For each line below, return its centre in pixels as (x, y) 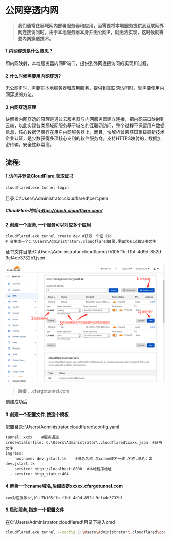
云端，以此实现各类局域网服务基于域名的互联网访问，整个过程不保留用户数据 (85, 125)
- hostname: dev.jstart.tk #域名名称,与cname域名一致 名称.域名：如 (81, 458)
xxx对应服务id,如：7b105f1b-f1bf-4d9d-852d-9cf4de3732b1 (64, 498)
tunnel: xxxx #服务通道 (32, 437)
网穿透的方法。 (21, 94)
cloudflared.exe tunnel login (37, 188)
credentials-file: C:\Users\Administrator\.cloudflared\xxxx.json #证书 (84, 442)
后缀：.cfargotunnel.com (44, 391)
